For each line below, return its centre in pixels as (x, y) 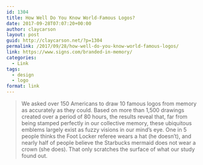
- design (23, 75)
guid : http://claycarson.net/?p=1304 (54, 40)
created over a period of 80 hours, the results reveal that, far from (104, 117)
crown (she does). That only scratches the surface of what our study (108, 149)
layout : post (23, 35)
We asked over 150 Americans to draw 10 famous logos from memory (109, 104)
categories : (21, 58)
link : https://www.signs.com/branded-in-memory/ (69, 52)
